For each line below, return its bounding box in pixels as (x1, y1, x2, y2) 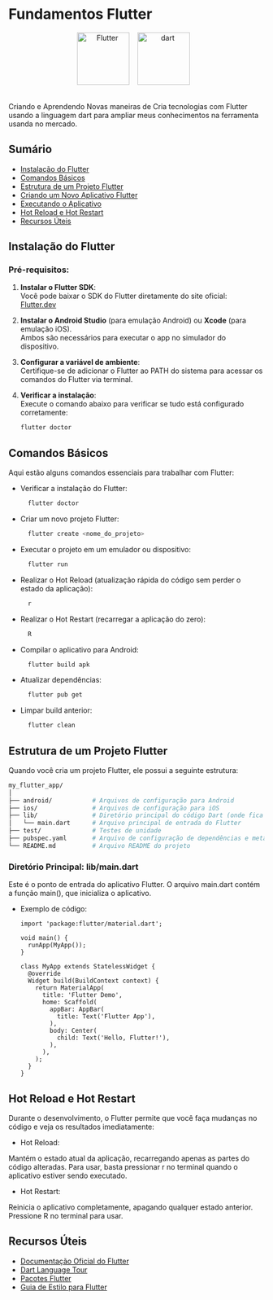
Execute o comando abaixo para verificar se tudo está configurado (19, 399, 245, 409)
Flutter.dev (19, 300, 57, 310)
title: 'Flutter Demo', (41, 991, 123, 999)
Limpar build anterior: (19, 705, 93, 715)
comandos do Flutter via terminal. (19, 375, 133, 384)
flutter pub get (28, 691, 83, 699)
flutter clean (28, 722, 76, 730)
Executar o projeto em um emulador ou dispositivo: (19, 544, 192, 554)
